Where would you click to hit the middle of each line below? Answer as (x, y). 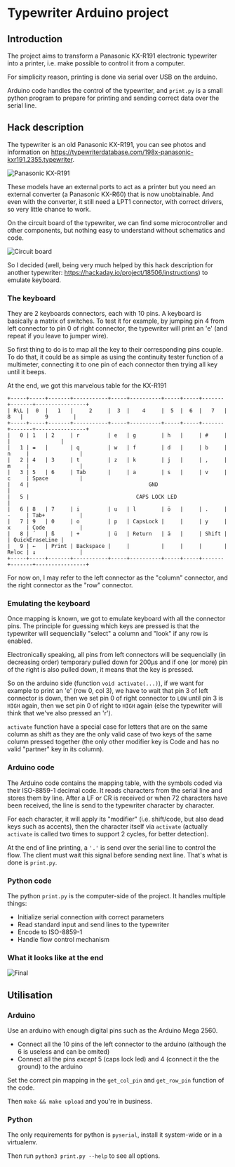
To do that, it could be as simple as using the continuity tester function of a (115, 357)
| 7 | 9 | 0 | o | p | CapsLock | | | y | (117, 522)
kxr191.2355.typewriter (40, 159)
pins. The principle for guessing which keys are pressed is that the (103, 626)
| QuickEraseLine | (36, 540)
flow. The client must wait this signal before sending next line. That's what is (117, 855)
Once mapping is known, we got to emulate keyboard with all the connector (116, 619)
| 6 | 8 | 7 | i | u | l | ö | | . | (117, 509)
